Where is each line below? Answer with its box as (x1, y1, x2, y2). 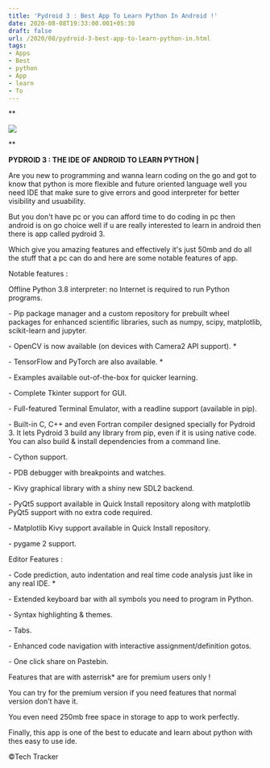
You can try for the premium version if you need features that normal (8, 688, 236, 698)
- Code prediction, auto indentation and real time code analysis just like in (8, 570, 253, 580)
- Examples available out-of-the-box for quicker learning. (8, 372, 198, 383)
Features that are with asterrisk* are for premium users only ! (8, 672, 211, 682)
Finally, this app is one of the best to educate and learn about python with (8, 728, 253, 737)
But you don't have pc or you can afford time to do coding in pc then (8, 212, 236, 222)
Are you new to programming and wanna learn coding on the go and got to (8, 171, 256, 181)
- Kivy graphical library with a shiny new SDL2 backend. (8, 484, 195, 493)
